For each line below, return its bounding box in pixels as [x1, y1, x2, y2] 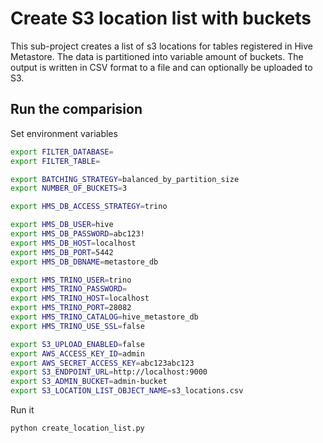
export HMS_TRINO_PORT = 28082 [10, 303, 132, 313]
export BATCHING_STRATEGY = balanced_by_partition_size [10, 174, 240, 184]
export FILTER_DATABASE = [10, 147, 114, 157]
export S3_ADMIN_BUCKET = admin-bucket [10, 377, 168, 387]
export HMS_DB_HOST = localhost [10, 238, 137, 248]
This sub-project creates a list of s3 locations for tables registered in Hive [10, 40, 314, 52]
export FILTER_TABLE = [10, 156, 101, 166]
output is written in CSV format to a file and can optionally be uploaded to [10, 61, 313, 73]
